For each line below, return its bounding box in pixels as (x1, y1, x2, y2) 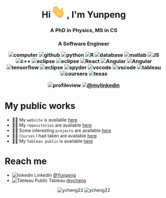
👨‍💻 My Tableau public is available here (12, 138, 93, 144)
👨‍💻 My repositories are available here (12, 122, 92, 128)
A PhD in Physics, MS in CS (50, 27, 117, 34)
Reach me (5, 155, 47, 166)
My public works (5, 100, 76, 111)
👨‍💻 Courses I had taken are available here (12, 132, 97, 138)
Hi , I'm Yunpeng (41, 9, 126, 20)
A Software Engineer (58, 40, 110, 47)
